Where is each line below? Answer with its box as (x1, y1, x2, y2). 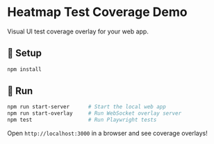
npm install (7, 65, 42, 73)
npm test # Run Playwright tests (7, 116, 157, 124)
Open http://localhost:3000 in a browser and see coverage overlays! (7, 129, 208, 138)
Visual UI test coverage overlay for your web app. (7, 27, 149, 35)
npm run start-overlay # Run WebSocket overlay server (7, 110, 182, 117)
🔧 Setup (7, 47, 42, 59)
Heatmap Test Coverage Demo (7, 4, 188, 20)
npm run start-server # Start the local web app (7, 104, 167, 111)
